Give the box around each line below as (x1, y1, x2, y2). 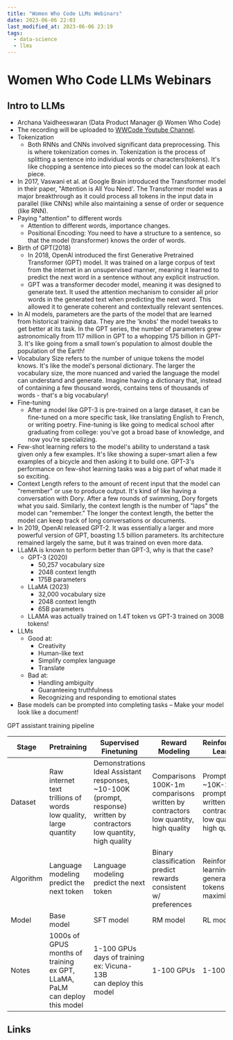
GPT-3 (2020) (27, 553, 68, 561)
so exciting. (17, 472, 51, 480)
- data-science (13, 36, 58, 43)
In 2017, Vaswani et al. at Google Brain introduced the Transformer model (17, 178, 226, 185)
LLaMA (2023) (27, 583, 69, 590)
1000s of (49, 931, 80, 940)
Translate (37, 664, 65, 672)
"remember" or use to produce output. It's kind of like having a (17, 487, 196, 495)
